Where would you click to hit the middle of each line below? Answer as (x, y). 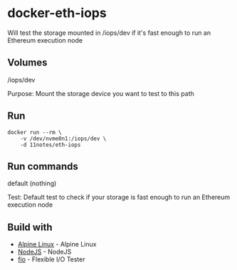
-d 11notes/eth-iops (51, 145)
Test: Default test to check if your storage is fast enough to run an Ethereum (119, 198)
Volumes (27, 63)
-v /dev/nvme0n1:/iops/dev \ (63, 139)
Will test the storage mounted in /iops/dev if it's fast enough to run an (109, 33)
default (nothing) (32, 183)
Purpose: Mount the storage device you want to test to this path (101, 93)
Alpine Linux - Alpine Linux (57, 244)
